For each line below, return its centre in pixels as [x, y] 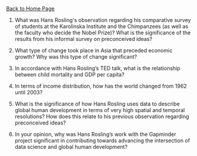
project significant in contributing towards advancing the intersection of [102, 141]
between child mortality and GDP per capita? [69, 74]
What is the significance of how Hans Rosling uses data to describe [97, 104]
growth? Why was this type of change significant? [76, 57]
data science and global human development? [71, 147]
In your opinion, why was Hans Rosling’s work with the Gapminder [95, 134]
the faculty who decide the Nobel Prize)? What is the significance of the [103, 33]
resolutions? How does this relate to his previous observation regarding [102, 116]
